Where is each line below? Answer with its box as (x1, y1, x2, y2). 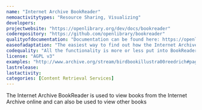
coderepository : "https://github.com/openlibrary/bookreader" (6, 31, 165, 37)
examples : (6, 59, 31, 65)
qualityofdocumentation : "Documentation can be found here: (6, 36, 161, 42)
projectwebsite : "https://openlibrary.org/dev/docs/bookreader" (6, 25, 171, 32)
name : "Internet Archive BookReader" (6, 8, 101, 15)
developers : (6, 20, 36, 26)
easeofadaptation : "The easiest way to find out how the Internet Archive (6, 42, 198, 48)
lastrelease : (6, 64, 39, 71)
